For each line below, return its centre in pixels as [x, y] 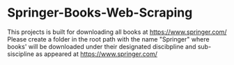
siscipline [21, 54]
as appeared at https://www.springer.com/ [97, 54]
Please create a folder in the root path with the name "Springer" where [109, 39]
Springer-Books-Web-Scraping [100, 13]
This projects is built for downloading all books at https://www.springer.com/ [117, 32]
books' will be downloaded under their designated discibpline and [102, 46]
